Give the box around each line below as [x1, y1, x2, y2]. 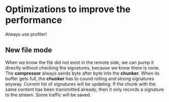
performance [5, 14, 62, 26]
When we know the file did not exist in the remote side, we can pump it [5, 59, 154, 65]
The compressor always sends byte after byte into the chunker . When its [5, 70, 160, 76]
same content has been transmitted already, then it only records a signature [5, 86, 164, 92]
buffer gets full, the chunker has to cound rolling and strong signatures [5, 75, 154, 82]
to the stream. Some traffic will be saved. [5, 91, 92, 97]
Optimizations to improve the [5, 4, 131, 15]
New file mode [5, 46, 52, 54]
